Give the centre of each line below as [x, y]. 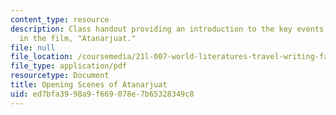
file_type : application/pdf [69, 66]
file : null [33, 47]
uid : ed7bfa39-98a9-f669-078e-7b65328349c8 [102, 94]
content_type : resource [60, 19]
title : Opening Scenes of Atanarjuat [89, 85]
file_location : [42, 57]
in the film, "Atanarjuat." [78, 38]
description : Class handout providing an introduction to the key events [167, 29]
